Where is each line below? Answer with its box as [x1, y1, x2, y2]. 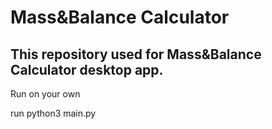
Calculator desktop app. [10, 61, 164, 78]
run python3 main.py [10, 107, 97, 119]
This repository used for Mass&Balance [10, 46, 262, 63]
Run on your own [10, 88, 81, 100]
